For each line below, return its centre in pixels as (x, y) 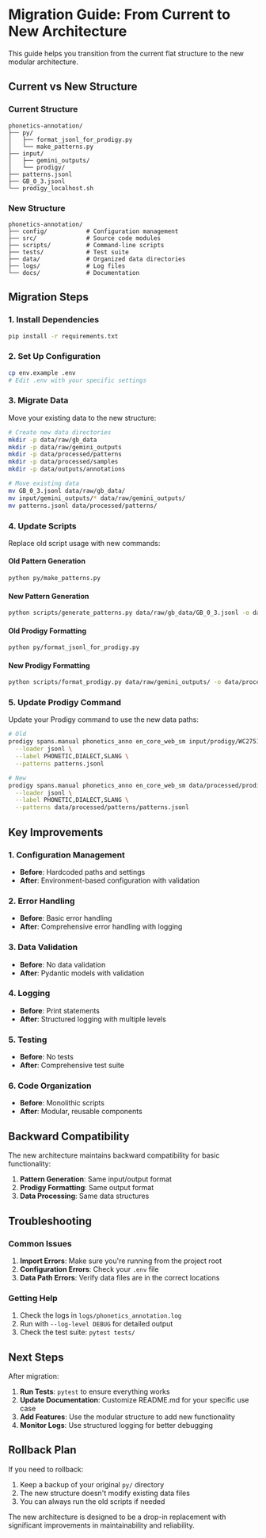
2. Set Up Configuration (55, 357)
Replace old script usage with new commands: (84, 543)
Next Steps (36, 1357)
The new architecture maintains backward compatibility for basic (114, 1155)
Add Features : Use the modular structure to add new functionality (127, 1417)
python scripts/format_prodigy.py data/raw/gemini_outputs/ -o (115, 682)
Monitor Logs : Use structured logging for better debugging (116, 1425)
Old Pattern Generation (47, 561)
